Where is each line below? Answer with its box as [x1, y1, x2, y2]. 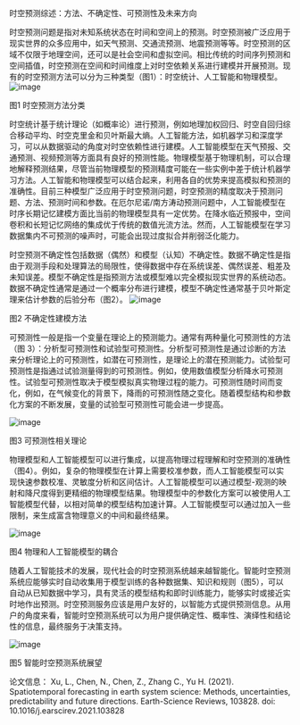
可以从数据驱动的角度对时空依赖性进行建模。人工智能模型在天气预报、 [24, 141, 283, 152]
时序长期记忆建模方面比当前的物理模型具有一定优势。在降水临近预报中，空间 [9, 208, 291, 219]
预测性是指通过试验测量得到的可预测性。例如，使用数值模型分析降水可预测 [9, 365, 283, 376]
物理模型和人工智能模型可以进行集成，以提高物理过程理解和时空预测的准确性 [9, 454, 291, 464]
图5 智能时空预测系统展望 [9, 657, 103, 668]
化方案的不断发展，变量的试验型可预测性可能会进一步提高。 [9, 399, 229, 409]
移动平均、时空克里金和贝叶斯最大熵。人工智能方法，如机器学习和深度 [16, 130, 275, 140]
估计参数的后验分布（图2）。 [24, 294, 128, 304]
